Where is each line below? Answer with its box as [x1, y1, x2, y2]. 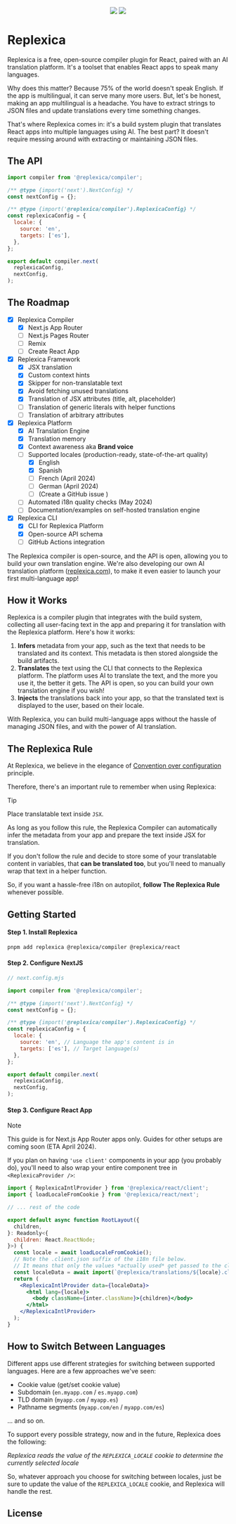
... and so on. [7, 1416, 46, 1425]
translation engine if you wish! [17, 686, 105, 695]
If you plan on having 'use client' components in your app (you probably [7, 1156, 222, 1165]
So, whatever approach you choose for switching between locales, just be [7, 1472, 222, 1480]
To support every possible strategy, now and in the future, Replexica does [7, 1430, 221, 1438]
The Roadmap [7, 297, 70, 309]
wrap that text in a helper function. [7, 867, 107, 875]
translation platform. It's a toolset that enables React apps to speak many [7, 63, 219, 71]
